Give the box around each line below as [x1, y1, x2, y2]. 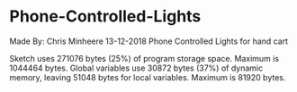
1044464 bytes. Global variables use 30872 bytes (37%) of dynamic [9, 63, 264, 73]
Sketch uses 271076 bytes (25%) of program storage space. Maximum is [9, 53, 280, 63]
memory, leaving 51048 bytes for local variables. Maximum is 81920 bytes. [9, 71, 286, 82]
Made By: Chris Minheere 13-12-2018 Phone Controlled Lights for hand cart [9, 36, 289, 46]
